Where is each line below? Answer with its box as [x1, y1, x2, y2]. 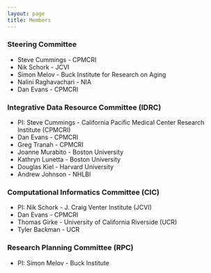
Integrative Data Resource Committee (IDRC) [7, 102, 162, 112]
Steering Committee [7, 40, 77, 49]
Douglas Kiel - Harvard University [17, 163, 114, 171]
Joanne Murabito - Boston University [17, 148, 124, 157]
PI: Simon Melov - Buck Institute [17, 258, 110, 267]
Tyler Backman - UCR [17, 226, 80, 234]
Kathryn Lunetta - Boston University [17, 155, 121, 164]
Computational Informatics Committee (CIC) [7, 187, 160, 197]
